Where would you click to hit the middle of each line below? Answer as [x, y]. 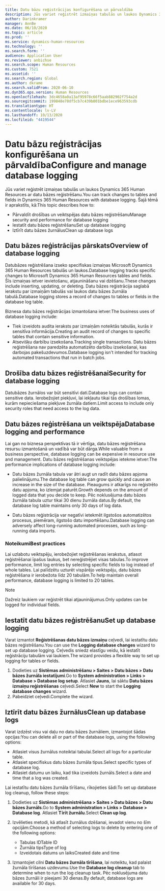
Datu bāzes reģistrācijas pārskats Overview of [77, 245]
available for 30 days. [34, 883]
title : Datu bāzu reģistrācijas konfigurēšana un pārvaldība [69, 10]
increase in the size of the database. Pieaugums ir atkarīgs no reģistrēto [85, 484]
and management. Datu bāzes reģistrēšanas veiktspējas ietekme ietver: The [81, 459]
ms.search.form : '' [25, 51]
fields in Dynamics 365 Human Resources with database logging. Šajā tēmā [82, 200]
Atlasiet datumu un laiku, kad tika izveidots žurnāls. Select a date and [82, 773]
